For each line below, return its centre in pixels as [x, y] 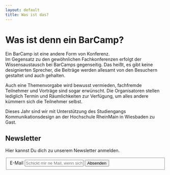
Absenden [97, 163]
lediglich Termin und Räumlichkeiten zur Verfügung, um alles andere [77, 96]
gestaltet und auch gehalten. [35, 76]
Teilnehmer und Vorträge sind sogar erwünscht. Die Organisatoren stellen [82, 91]
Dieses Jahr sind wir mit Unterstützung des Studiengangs [66, 111]
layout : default [22, 10]
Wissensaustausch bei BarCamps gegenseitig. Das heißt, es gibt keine [79, 65]
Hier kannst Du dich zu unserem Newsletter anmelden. [63, 151]
